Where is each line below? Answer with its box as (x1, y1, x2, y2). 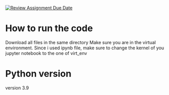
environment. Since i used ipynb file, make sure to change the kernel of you (5, 45, 164, 51)
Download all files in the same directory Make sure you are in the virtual (5, 39, 156, 45)
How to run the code (5, 23, 93, 34)
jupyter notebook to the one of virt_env (5, 50, 87, 56)
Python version (5, 68, 71, 80)
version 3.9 (5, 84, 29, 91)
